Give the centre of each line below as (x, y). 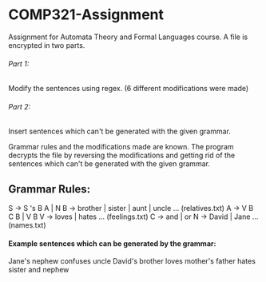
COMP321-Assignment (86, 15)
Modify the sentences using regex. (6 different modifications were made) (129, 89)
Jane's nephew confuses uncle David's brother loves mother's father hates (132, 261)
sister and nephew (39, 270)
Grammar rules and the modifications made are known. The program (121, 147)
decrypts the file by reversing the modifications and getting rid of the (122, 155)
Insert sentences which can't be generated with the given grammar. (120, 131)
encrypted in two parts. (47, 45)
